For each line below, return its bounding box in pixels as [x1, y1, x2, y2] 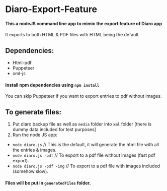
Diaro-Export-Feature [5, 4, 97, 15]
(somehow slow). [12, 168, 49, 174]
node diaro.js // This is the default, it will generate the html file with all [12, 142, 159, 148]
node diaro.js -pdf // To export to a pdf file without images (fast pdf [12, 152, 155, 158]
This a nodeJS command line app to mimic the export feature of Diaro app [5, 20, 162, 26]
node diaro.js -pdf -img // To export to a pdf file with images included [12, 163, 160, 169]
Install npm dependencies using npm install [5, 82, 100, 88]
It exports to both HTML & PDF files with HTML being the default [5, 32, 139, 38]
